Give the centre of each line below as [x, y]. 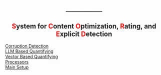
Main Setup [17, 67]
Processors [17, 62]
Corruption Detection [27, 46]
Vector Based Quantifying [32, 56]
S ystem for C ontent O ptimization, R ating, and [84, 26]
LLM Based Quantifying [29, 51]
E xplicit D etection [84, 34]
